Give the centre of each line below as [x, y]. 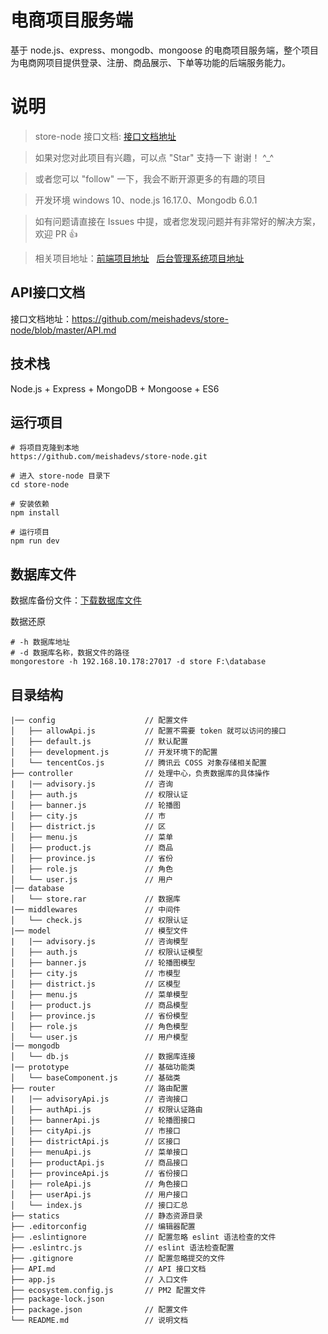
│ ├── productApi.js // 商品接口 [99, 1162]
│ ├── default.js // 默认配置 [99, 741]
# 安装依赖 [30, 504]
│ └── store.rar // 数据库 [95, 899]
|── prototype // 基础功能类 [103, 1067]
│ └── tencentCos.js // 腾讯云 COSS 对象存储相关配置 [138, 762]
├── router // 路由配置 [99, 1088]
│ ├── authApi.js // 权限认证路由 [106, 1109]
